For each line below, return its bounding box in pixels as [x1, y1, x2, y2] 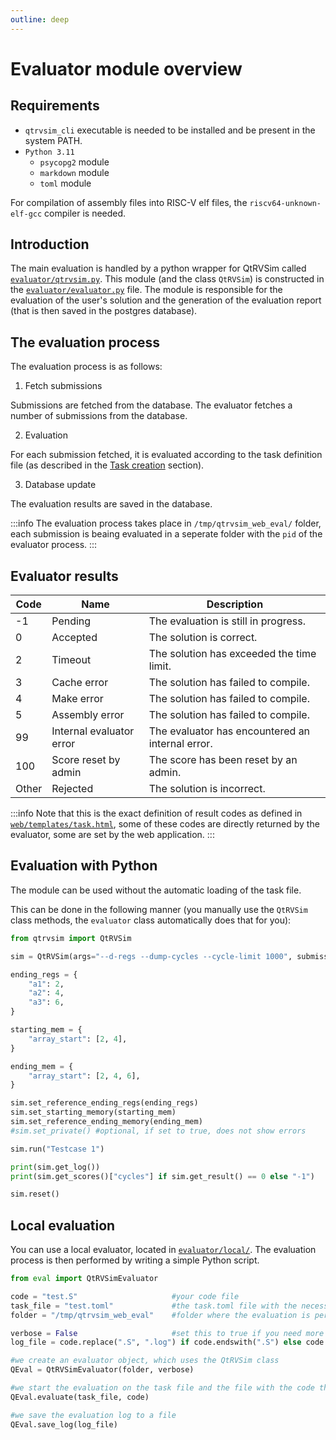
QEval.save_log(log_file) [10, 1419, 118, 1430]
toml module [39, 177, 92, 189]
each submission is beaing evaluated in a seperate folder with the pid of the [10, 528, 323, 540]
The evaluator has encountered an [148, 724, 311, 738]
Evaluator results [10, 567, 119, 585]
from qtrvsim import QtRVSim [10, 933, 132, 943]
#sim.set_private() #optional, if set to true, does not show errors [10, 1126, 307, 1136]
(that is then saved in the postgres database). [10, 305, 198, 317]
